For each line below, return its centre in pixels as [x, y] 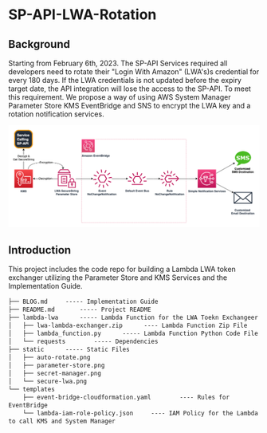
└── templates [32, 390]
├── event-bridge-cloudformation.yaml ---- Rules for [126, 398]
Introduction [40, 250]
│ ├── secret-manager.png [55, 374]
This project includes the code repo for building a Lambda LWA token [122, 270]
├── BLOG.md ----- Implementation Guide [83, 302]
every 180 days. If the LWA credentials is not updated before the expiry [125, 80]
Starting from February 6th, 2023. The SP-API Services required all [118, 63]
